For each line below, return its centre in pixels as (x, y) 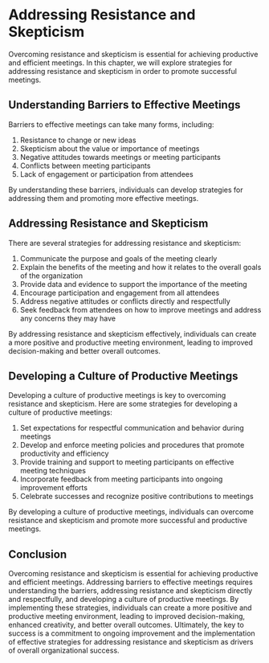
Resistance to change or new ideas (78, 140)
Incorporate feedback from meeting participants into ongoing (121, 479)
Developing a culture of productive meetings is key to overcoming (117, 395)
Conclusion (38, 554)
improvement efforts (54, 488)
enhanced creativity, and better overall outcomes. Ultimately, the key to (126, 625)
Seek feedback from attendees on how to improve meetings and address (141, 309)
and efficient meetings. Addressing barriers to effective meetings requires (130, 582)
